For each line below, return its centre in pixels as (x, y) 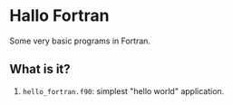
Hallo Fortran (59, 16)
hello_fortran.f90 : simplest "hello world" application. (123, 91)
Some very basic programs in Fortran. (80, 41)
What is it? (40, 69)
